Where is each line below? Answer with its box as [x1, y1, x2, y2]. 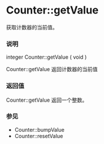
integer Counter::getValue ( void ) [6, 53, 87, 61]
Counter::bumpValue [14, 126, 65, 133]
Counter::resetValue [14, 132, 63, 139]
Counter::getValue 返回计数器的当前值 [6, 66, 98, 73]
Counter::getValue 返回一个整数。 [6, 96, 88, 103]
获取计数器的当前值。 [6, 24, 58, 31]
